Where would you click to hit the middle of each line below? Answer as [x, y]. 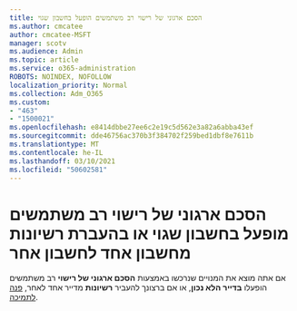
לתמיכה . [24, 297]
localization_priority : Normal [69, 85]
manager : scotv [38, 43]
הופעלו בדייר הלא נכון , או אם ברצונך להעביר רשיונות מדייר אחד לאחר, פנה [139, 287]
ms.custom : [30, 102]
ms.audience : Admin [46, 52]
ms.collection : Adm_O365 [56, 93]
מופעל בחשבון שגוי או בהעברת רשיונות [149, 233]
